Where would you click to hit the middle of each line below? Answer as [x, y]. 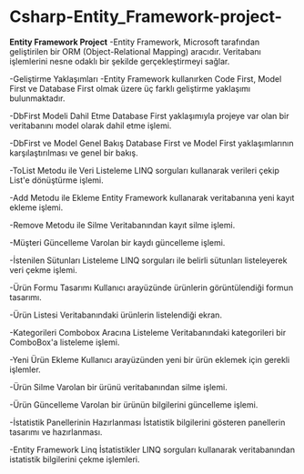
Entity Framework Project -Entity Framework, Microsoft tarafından [135, 42]
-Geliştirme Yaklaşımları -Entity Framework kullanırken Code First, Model [146, 78]
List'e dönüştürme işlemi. [57, 180]
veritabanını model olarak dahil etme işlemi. [91, 126]
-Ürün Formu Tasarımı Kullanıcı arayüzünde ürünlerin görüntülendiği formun [152, 287]
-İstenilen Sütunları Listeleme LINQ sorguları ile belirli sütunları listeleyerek [148, 260]
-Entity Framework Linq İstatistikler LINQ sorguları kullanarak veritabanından [152, 449]
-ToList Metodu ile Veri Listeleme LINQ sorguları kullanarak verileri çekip [145, 170]
